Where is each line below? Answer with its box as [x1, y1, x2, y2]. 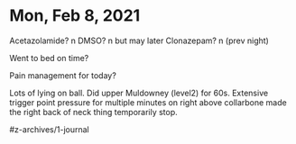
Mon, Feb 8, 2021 [9, 5, 141, 26]
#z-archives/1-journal [9, 123, 90, 135]
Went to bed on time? [9, 52, 89, 63]
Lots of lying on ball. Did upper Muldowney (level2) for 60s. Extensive [9, 87, 269, 98]
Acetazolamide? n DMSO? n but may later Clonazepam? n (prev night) [9, 35, 269, 46]
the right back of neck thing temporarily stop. [9, 106, 178, 117]
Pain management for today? [9, 69, 117, 81]
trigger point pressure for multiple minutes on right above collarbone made [9, 96, 287, 108]
